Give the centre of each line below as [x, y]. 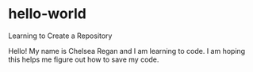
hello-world [48, 14]
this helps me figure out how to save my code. [84, 59]
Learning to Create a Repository [60, 36]
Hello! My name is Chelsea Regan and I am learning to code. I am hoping [127, 51]
